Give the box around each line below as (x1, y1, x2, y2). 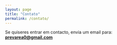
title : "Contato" (5, 12, 40, 16)
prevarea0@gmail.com (5, 34, 53, 40)
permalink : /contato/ (5, 16, 49, 21)
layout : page (5, 7, 32, 12)
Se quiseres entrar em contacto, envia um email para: (5, 30, 113, 35)
